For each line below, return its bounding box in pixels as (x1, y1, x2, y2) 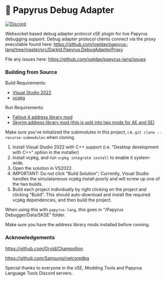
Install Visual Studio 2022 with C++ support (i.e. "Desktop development (12, 144, 159, 150)
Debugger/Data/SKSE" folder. (5, 212, 66, 218)
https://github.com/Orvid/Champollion (5, 245, 83, 251)
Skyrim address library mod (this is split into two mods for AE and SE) (12, 120, 155, 126)
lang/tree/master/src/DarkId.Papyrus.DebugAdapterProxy (5, 46, 123, 52)
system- (134, 154, 151, 161)
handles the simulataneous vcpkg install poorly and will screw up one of (12, 176, 160, 182)
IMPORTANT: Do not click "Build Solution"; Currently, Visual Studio (12, 170, 149, 176)
